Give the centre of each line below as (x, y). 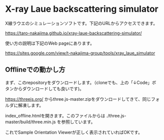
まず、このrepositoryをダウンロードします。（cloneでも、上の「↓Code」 (79, 83)
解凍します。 (31, 105)
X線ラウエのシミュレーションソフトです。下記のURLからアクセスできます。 (81, 23)
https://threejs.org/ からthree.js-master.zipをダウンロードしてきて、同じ (78, 99)
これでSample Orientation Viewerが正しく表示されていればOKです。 (74, 132)
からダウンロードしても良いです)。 (49, 88)
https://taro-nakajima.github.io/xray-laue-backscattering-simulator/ (73, 33)
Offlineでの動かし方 (35, 70)
